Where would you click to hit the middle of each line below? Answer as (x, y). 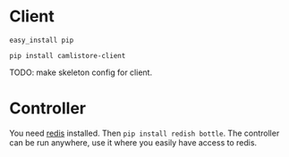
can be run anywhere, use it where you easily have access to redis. (133, 142)
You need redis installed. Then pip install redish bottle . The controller (144, 133)
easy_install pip (42, 40)
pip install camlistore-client (68, 55)
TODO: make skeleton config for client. (81, 72)
